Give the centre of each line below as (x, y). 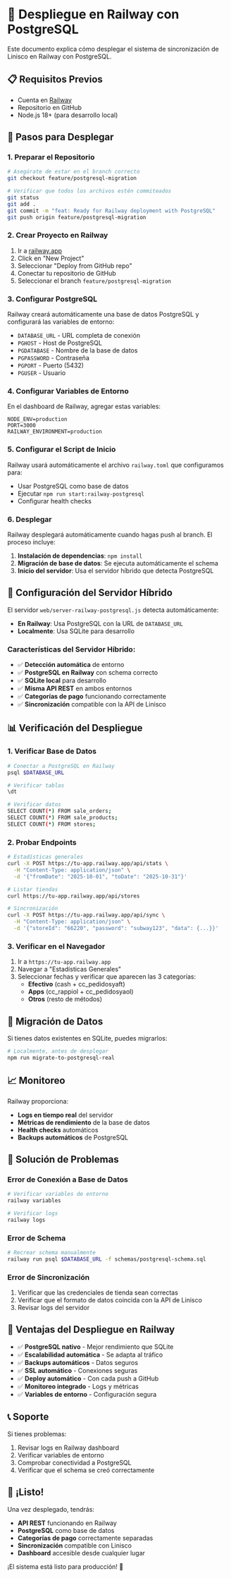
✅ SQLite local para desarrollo (62, 680)
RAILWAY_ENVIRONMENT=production (55, 432)
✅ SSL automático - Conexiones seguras (77, 1370)
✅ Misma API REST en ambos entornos (75, 689)
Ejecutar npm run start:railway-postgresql (81, 494)
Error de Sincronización (49, 1277)
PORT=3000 (22, 426)
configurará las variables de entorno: (61, 322)
